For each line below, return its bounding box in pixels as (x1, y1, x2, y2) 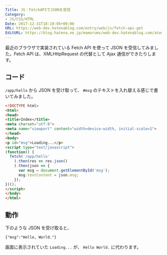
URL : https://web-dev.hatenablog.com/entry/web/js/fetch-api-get (5, 26, 143, 31)
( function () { (5, 150, 35, 155)
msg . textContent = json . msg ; (18, 172, 79, 177)
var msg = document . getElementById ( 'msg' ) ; (18, 168, 110, 173)
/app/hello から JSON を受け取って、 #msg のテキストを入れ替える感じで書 (5, 87, 158, 93)
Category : (5, 12, 26, 17)
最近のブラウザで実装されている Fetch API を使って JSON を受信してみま (5, 45, 155, 50)
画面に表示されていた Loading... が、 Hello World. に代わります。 (5, 244, 142, 250)
